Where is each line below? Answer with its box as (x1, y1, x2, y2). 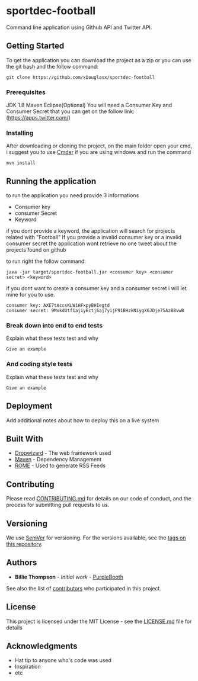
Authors (6, 558, 37, 568)
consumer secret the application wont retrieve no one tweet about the (6, 240, 177, 247)
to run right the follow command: (6, 258, 86, 265)
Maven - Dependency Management (14, 456, 102, 463)
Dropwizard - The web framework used (14, 449, 111, 457)
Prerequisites (6, 88, 46, 96)
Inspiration (14, 663, 41, 670)
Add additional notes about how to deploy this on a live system (6, 416, 159, 424)
